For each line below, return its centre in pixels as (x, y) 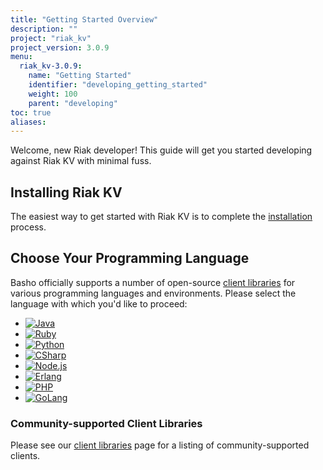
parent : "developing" (73, 103)
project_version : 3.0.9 (60, 47)
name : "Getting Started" (80, 76)
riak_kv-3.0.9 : (51, 66)
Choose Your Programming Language (130, 258)
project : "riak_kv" (51, 38)
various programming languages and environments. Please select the (153, 293)
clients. (25, 456)
